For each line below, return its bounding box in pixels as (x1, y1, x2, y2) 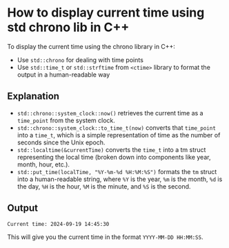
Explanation (7, 90, 60, 102)
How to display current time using (7, 5, 205, 21)
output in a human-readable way (17, 70, 110, 79)
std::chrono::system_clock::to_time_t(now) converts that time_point (17, 123, 216, 132)
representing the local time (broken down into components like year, (17, 153, 211, 161)
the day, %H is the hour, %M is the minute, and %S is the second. (17, 182, 191, 191)
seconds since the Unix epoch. (17, 138, 106, 146)
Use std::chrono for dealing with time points (17, 55, 143, 64)
